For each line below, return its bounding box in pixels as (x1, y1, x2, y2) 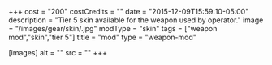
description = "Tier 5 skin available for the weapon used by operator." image (8, 15, 264, 25)
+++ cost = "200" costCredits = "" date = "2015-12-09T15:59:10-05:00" (8, 7, 249, 16)
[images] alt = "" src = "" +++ (8, 48, 108, 57)
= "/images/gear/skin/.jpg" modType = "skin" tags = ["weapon (8, 24, 218, 33)
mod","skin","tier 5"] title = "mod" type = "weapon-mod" (8, 32, 197, 42)
